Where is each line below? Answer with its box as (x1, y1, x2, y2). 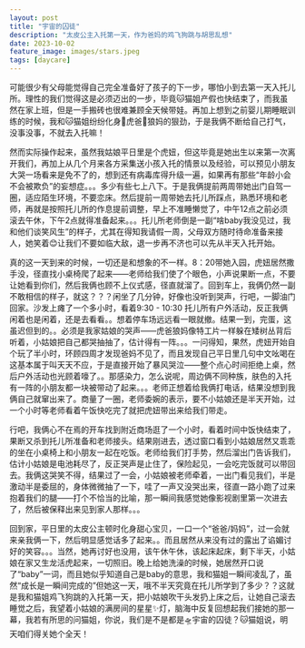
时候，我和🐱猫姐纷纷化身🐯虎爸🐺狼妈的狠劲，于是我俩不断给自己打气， (25, 116, 290, 127)
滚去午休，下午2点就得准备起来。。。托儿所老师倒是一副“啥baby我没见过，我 (9, 215, 291, 226)
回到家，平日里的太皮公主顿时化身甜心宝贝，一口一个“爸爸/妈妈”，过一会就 (9, 523, 290, 533)
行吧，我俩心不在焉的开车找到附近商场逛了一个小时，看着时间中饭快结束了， (9, 424, 296, 435)
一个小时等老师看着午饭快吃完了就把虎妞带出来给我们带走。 (9, 405, 232, 415)
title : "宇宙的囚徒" (9, 22, 80, 31)
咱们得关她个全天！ (16, 629, 89, 639)
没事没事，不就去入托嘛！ (9, 127, 105, 137)
